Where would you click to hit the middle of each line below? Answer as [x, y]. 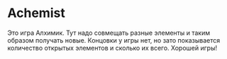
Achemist [36, 13]
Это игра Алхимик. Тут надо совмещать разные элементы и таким [109, 33]
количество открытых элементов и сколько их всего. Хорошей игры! [112, 48]
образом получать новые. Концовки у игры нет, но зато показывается [114, 40]
